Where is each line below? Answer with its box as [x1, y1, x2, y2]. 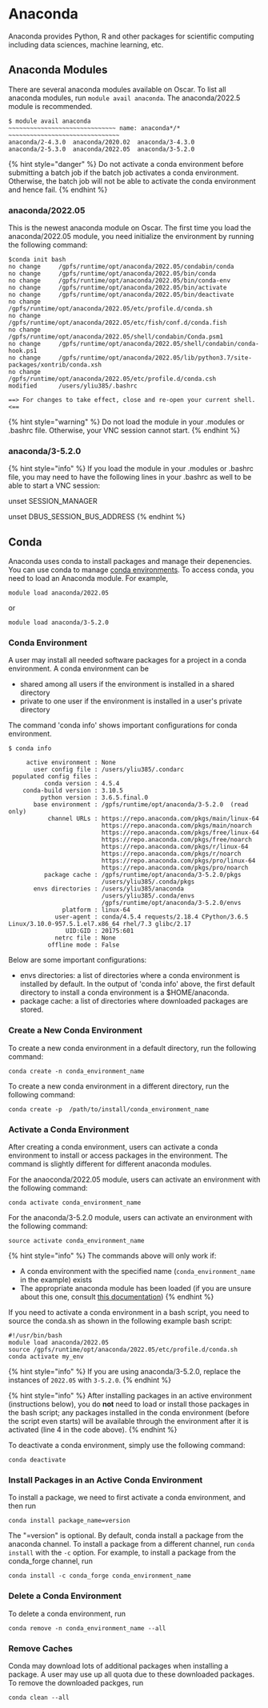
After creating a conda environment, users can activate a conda [8, 1142, 218, 1152]
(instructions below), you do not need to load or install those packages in [8, 1399, 250, 1409]
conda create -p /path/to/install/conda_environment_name [8, 1105, 210, 1114]
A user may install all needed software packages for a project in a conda [8, 655, 246, 665]
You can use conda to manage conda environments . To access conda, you [8, 565, 254, 574]
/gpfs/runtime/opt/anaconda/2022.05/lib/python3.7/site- [58, 354, 252, 362]
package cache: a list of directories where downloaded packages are [19, 996, 249, 1006]
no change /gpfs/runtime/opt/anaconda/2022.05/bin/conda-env [8, 277, 230, 285]
